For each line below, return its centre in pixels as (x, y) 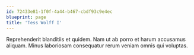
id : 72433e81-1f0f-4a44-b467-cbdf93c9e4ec (59, 12)
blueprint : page (26, 17)
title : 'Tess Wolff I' (34, 22)
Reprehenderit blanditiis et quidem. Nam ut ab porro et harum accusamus (96, 40)
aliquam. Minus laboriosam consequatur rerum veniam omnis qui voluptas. (97, 46)
